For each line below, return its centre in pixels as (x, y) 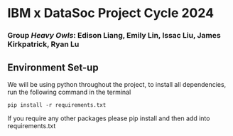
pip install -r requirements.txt (57, 105)
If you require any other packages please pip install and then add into (109, 118)
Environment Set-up (53, 67)
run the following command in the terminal (69, 92)
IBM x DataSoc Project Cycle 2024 (111, 13)
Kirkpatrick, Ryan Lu (43, 44)
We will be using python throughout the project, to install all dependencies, (117, 84)
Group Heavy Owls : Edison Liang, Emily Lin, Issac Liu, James (114, 36)
